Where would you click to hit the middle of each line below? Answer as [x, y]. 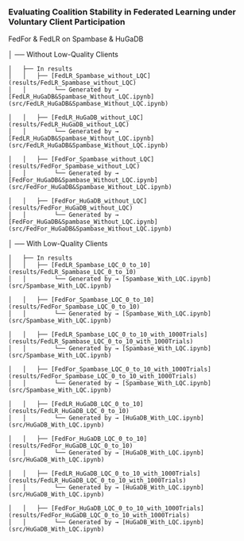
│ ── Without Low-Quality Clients [64, 55]
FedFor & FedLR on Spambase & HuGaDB [76, 39]
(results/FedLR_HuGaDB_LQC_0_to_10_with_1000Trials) [97, 481]
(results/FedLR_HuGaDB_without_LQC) [69, 125]
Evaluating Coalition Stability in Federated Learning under [122, 12]
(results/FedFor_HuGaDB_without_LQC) [71, 208]
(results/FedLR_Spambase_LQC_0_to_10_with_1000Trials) [101, 342]
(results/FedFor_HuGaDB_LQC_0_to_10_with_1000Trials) [99, 516]
